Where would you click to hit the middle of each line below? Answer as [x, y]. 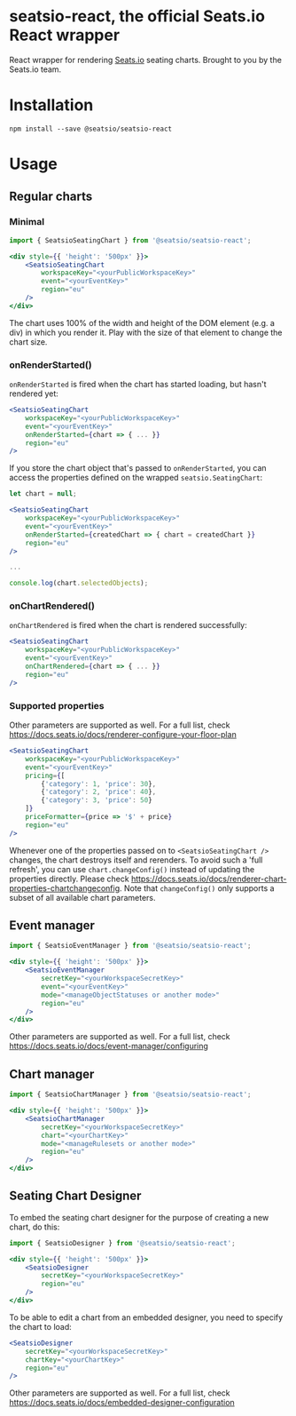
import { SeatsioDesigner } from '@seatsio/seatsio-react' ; [123, 1243]
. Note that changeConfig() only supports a [197, 888]
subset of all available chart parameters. [82, 897]
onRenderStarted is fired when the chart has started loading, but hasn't [138, 385]
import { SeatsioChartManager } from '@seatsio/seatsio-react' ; [130, 1094]
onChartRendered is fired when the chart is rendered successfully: [128, 625]
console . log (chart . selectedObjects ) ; [79, 584]
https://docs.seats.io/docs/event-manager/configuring [109, 1046]
